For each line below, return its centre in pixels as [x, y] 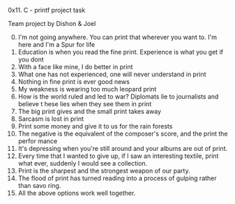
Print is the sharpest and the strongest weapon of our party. [104, 171]
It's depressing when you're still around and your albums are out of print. [123, 148]
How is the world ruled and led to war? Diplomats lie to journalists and [118, 96]
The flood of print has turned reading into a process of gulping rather [117, 178]
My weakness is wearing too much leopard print [87, 89]
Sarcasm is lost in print [51, 119]
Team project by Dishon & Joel [52, 23]
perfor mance [38, 141]
